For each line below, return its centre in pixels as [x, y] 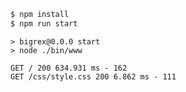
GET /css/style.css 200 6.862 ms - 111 [93, 76]
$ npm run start [44, 23]
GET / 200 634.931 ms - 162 [69, 68]
